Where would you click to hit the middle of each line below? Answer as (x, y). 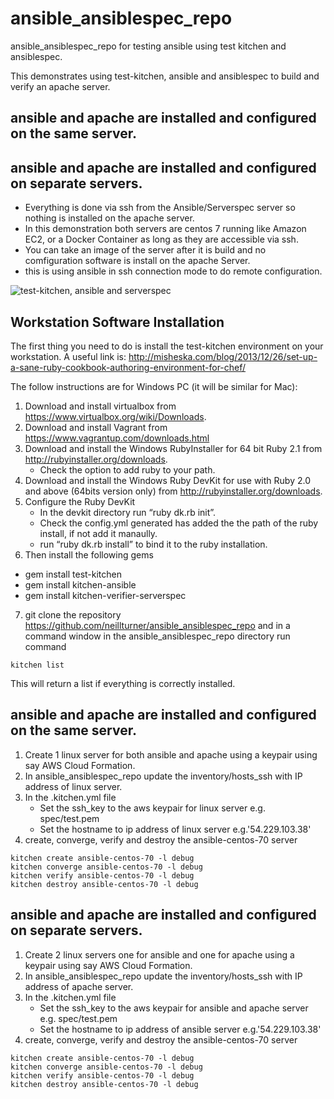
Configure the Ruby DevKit (80, 501)
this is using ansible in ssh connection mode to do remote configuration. (173, 271)
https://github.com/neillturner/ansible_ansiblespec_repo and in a (157, 625)
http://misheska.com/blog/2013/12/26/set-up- (223, 356)
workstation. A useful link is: (68, 356)
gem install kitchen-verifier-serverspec (105, 595)
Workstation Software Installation (117, 322)
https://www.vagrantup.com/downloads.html (117, 438)
